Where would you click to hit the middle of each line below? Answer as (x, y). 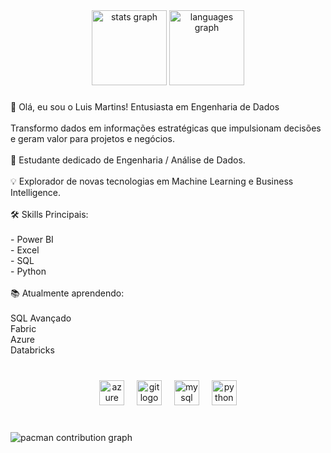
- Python (28, 271)
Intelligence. (36, 192)
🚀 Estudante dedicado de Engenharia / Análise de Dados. (128, 160)
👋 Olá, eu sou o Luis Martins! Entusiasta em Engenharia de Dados (145, 106)
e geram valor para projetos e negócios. (92, 138)
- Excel (25, 250)
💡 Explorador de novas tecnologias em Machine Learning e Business (152, 181)
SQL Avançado (41, 318)
